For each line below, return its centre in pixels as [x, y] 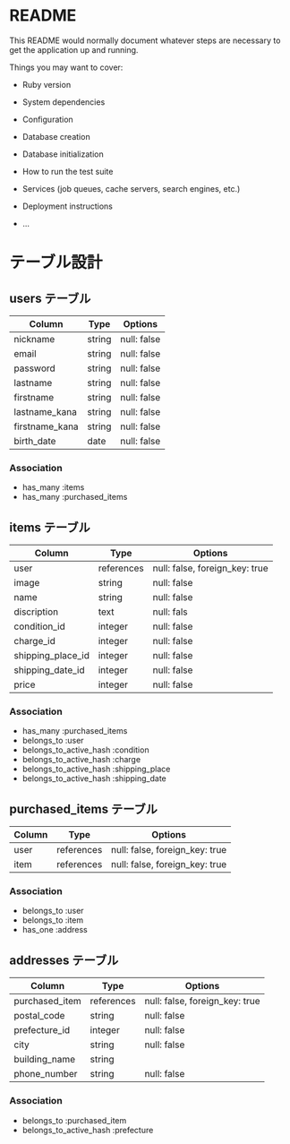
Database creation [56, 136]
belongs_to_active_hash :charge [81, 760]
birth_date [35, 441]
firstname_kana [46, 426]
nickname [34, 339]
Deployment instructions [68, 206]
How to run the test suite [68, 171]
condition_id [39, 626]
